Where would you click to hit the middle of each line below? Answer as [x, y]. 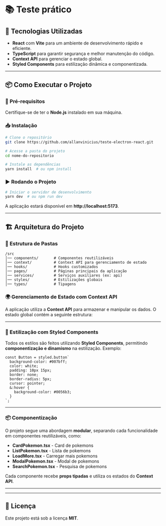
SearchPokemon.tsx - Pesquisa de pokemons [60, 466]
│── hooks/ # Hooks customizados [52, 267]
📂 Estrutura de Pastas [32, 243]
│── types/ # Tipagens [41, 284]
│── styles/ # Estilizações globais [54, 280]
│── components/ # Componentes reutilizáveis [59, 258]
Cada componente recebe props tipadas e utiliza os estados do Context [79, 476]
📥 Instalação [21, 125]
